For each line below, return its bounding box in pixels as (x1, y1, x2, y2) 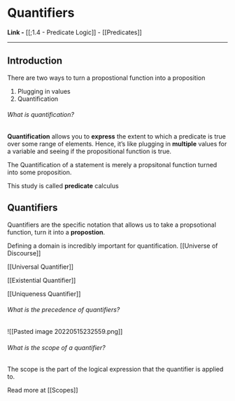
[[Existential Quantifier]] (7, 276, 76, 284)
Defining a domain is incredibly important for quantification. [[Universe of (7, 241, 218, 250)
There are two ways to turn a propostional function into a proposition (7, 73, 206, 82)
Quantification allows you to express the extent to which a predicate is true (7, 132, 226, 141)
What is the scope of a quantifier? (7, 343, 106, 351)
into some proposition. (7, 168, 72, 176)
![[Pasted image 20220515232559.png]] (7, 327, 123, 335)
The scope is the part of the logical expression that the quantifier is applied (7, 365, 224, 374)
